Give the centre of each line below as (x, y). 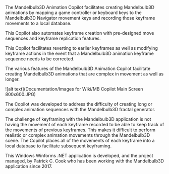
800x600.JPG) (21, 94)
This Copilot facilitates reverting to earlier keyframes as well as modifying (81, 48)
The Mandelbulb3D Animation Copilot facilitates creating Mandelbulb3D (80, 7)
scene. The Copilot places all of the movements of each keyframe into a (80, 141)
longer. (13, 79)
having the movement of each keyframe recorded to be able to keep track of (85, 124)
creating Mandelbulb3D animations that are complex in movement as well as (84, 74)
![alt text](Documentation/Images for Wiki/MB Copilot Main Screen (74, 89)
